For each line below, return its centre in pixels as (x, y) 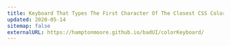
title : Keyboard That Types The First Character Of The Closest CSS (107, 13)
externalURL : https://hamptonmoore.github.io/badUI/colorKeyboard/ (106, 32)
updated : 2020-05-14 (37, 20)
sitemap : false (29, 26)
